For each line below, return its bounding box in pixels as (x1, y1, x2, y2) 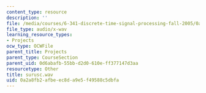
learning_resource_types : (6, 32, 72, 38)
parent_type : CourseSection (6, 54, 78, 61)
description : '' (6, 15, 48, 21)
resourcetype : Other (6, 65, 59, 72)
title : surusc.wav (6, 72, 53, 78)
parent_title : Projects (6, 49, 67, 55)
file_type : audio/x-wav (6, 26, 67, 32)
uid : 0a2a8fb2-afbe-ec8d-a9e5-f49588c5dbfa (6, 77, 120, 83)
